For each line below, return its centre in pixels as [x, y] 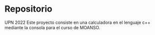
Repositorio [29, 9]
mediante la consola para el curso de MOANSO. [52, 27]
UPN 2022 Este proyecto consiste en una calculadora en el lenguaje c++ [77, 22]
